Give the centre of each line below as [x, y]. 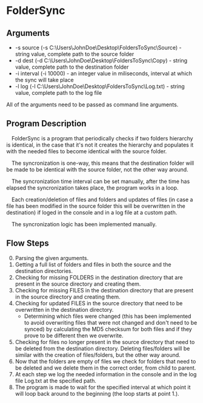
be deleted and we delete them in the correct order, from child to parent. [105, 368]
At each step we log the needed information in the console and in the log [106, 374]
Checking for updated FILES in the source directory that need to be [99, 303]
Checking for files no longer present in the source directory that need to [105, 342]
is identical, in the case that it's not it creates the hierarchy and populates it [100, 145]
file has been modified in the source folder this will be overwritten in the [96, 206]
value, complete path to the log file [58, 93]
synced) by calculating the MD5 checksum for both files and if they [108, 329]
